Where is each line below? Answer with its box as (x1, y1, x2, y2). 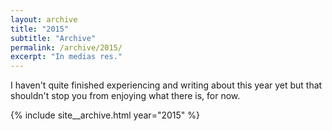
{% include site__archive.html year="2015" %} (10, 109, 200, 121)
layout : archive (10, 14, 78, 25)
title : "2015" (10, 24, 70, 34)
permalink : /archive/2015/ (10, 42, 123, 53)
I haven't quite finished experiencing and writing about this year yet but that (10, 79, 323, 91)
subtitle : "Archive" (10, 33, 97, 43)
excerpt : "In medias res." (10, 52, 123, 62)
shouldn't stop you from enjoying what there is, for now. (10, 90, 241, 102)
